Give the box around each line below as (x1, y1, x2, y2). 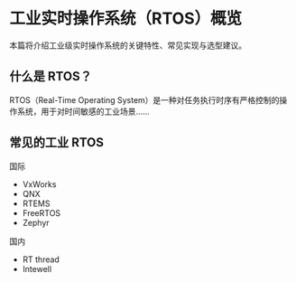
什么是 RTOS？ (9, 69, 93, 84)
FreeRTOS (22, 207, 61, 218)
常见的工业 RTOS (9, 135, 105, 150)
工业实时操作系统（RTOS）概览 (9, 8, 243, 29)
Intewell (22, 263, 52, 274)
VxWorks (22, 178, 57, 190)
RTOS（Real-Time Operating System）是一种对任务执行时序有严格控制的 (9, 94, 280, 105)
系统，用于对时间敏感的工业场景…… (16, 106, 151, 117)
